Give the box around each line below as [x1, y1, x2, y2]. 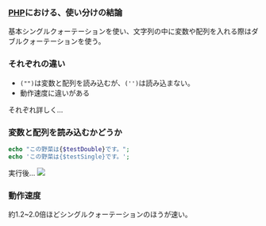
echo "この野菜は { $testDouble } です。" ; [8, 145, 130, 153]
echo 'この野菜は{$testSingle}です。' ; [8, 153, 130, 161]
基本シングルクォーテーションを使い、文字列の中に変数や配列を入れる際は [8, 26, 252, 37]
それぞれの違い [8, 58, 66, 69]
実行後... [8, 168, 36, 177]
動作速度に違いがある [19, 88, 90, 97]
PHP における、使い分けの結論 [8, 6, 123, 18]
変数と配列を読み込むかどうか [8, 127, 123, 138]
